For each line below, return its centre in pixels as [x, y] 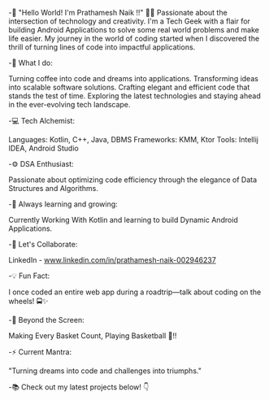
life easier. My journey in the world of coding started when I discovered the [134, 38]
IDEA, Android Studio [43, 148]
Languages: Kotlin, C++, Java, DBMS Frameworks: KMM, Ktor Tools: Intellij [133, 139]
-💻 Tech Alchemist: [42, 121]
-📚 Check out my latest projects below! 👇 [79, 387]
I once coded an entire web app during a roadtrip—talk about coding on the [135, 292]
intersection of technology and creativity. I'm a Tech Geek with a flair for [129, 21]
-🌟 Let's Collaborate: [43, 244]
